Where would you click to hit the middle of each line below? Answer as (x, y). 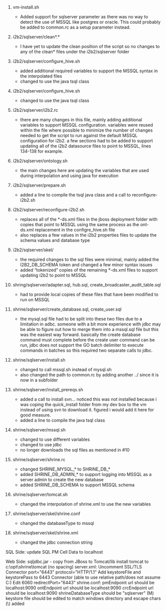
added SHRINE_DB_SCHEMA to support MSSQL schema (77, 485)
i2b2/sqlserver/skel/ (33, 250)
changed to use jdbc (41, 445)
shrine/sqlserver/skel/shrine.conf (46, 514)
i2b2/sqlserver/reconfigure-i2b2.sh (49, 210)
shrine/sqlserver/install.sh (39, 360)
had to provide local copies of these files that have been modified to (89, 294)
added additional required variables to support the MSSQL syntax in (89, 71)
